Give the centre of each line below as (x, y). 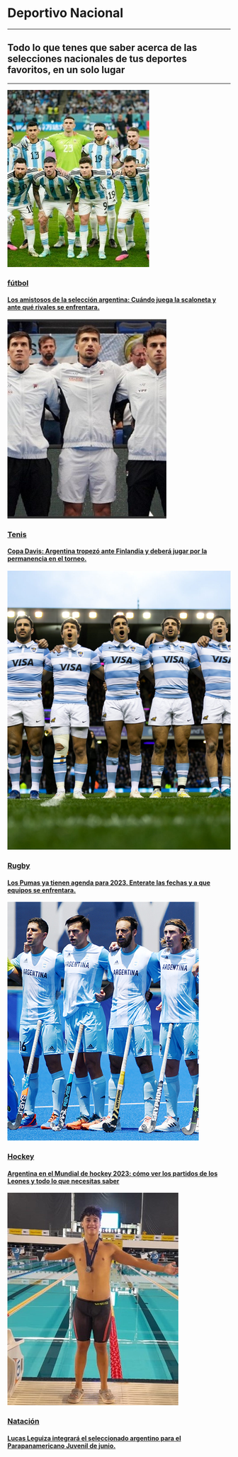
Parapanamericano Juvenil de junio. (62, 1446)
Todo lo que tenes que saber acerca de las (102, 48)
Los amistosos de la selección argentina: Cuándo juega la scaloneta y (112, 300)
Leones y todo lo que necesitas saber (63, 1181)
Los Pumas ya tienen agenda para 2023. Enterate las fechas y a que (109, 883)
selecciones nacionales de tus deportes (97, 59)
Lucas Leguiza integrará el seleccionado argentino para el (94, 1438)
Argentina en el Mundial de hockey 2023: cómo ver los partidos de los (113, 1173)
